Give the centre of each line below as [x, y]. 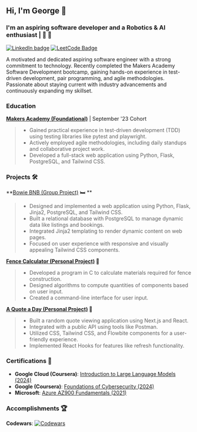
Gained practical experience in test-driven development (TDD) [105, 130]
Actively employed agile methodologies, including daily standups [108, 143]
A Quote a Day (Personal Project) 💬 [49, 309]
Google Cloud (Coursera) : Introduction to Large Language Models [95, 374]
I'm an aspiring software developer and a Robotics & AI [86, 28]
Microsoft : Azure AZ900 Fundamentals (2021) [71, 393]
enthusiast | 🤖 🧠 [29, 35]
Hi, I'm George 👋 [36, 11]
